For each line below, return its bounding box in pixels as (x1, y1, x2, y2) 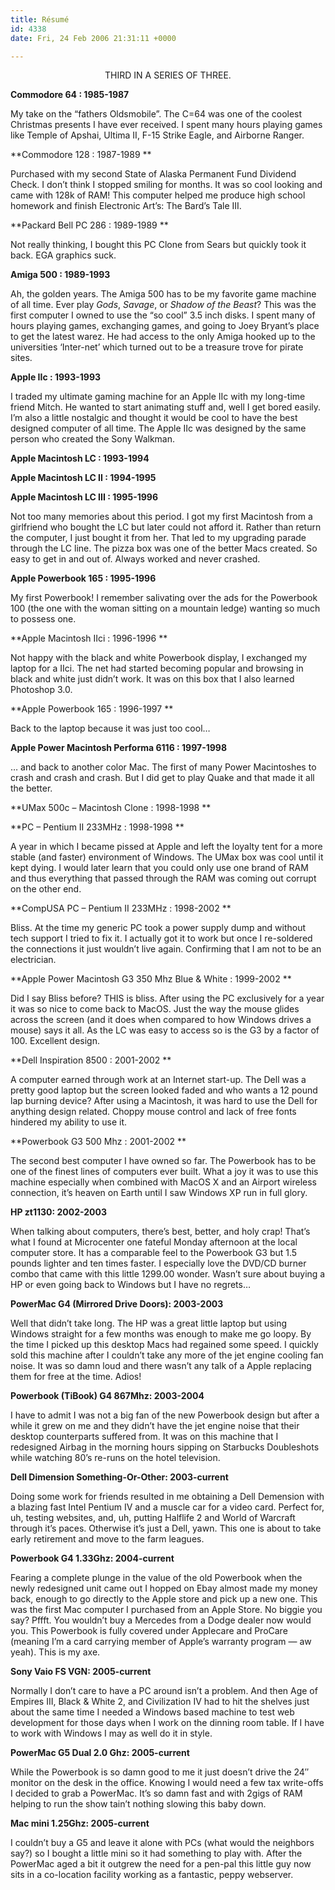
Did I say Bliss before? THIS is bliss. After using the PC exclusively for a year (10, 992, 325, 1005)
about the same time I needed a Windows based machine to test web (10, 1706, 295, 1718)
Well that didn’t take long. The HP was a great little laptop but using (10, 1317, 288, 1330)
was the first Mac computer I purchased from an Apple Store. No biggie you (10, 1604, 323, 1616)
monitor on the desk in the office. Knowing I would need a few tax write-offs (10, 1777, 324, 1789)
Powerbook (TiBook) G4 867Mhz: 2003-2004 (10, 1390, 205, 1402)
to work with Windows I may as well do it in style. (10, 1727, 213, 1740)
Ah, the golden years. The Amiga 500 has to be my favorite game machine (10, 288, 317, 300)
